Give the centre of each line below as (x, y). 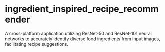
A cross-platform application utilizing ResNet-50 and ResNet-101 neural (79, 33)
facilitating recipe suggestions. (37, 44)
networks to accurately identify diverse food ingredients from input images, (83, 39)
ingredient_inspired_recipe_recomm (82, 9)
